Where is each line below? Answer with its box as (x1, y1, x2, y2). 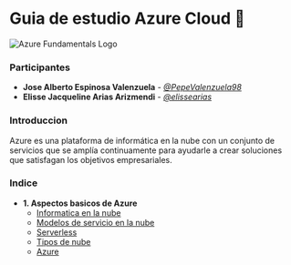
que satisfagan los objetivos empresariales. (9, 154, 173, 165)
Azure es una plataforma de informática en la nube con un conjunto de (9, 135, 275, 146)
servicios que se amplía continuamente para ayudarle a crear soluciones (9, 145, 283, 156)
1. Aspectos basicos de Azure (22, 198, 138, 209)
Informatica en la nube (36, 207, 121, 218)
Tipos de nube (36, 236, 91, 247)
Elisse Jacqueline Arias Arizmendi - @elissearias (22, 91, 213, 103)
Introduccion (9, 114, 68, 127)
